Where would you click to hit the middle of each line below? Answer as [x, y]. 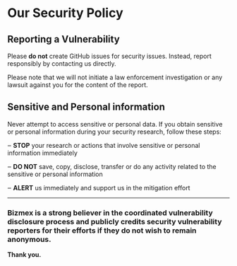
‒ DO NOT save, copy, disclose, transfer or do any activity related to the [112, 166]
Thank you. [24, 255]
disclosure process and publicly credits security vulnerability [115, 221]
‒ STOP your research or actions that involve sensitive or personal [104, 145]
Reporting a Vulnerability [63, 39]
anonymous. [29, 239]
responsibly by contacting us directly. [62, 64]
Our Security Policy [65, 13]
